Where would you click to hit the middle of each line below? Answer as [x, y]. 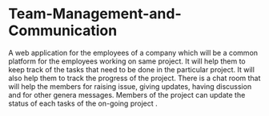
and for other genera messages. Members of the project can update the [127, 95]
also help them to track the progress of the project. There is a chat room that [134, 78]
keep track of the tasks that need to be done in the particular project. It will [131, 69]
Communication [63, 31]
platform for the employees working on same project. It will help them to [127, 61]
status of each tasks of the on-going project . [83, 103]
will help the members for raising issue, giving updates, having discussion [130, 86]
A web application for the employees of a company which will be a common [133, 52]
